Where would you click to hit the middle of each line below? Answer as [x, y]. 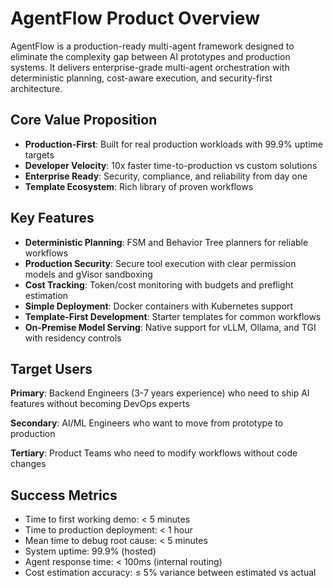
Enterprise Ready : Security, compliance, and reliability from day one [166, 176]
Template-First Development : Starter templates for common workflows [173, 316]
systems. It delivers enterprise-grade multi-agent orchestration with [150, 67]
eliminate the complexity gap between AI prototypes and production [150, 56]
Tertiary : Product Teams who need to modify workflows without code [154, 453]
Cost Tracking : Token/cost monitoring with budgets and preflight [159, 284]
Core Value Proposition [84, 120]
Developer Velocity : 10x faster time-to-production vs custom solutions [171, 165]
